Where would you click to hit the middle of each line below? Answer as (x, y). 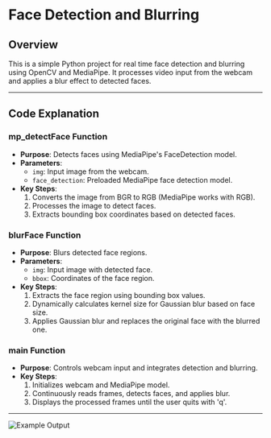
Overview (33, 45)
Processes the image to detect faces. (94, 205)
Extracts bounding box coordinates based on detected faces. (133, 214)
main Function (37, 350)
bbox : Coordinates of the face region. (93, 278)
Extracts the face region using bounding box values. (119, 295)
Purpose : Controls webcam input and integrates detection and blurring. (139, 368)
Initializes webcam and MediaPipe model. (101, 385)
